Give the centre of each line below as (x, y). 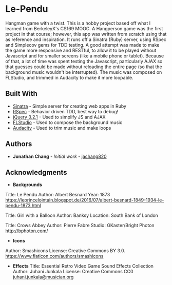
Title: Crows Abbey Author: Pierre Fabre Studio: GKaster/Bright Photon (80, 226)
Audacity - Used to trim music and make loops (62, 128)
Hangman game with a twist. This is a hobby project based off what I (78, 23)
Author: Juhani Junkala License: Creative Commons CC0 (73, 272)
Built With (21, 94)
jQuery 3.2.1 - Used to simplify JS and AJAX (59, 117)
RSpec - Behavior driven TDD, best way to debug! (65, 111)
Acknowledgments (36, 172)
